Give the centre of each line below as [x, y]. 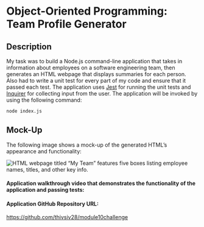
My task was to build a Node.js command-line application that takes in [94, 61]
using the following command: [44, 100]
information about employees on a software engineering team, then [91, 68]
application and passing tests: [45, 190]
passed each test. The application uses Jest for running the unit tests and [99, 87]
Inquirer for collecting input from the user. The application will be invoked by [102, 93]
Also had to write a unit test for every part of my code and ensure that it [96, 81]
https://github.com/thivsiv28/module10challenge [67, 217]
